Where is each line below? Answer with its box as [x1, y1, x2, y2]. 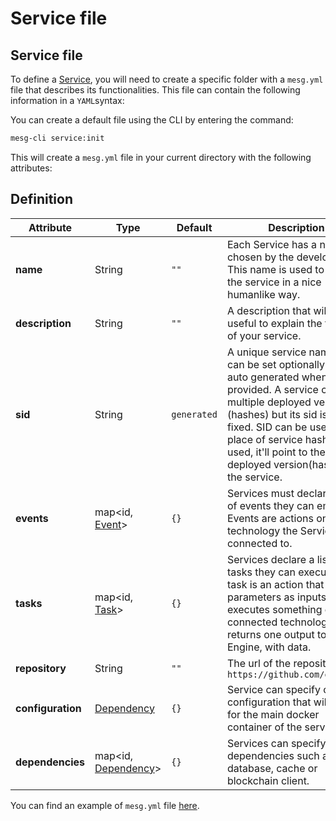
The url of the [226, 656, 292, 670]
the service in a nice [226, 275, 322, 289]
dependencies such [226, 748, 320, 762]
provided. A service [226, 382, 319, 396]
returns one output [226, 627, 315, 641]
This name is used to [226, 262, 325, 276]
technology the [226, 523, 298, 537]
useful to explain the [226, 316, 323, 330]
